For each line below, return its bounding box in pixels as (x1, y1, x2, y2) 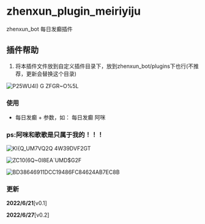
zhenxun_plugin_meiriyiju (6, 4, 141, 18)
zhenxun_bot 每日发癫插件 (6, 25, 73, 32)
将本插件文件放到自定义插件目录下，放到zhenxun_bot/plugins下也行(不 (15, 62, 194, 70)
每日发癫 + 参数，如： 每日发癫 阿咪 (15, 114, 106, 121)
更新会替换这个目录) (26, 70, 76, 77)
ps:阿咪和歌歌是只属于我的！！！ (6, 130, 104, 139)
